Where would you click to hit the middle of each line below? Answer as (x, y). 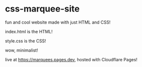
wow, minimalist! (21, 50)
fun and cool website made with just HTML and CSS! (58, 22)
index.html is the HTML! (29, 31)
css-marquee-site (42, 9)
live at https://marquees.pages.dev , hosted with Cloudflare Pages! (71, 59)
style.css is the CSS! (26, 41)
